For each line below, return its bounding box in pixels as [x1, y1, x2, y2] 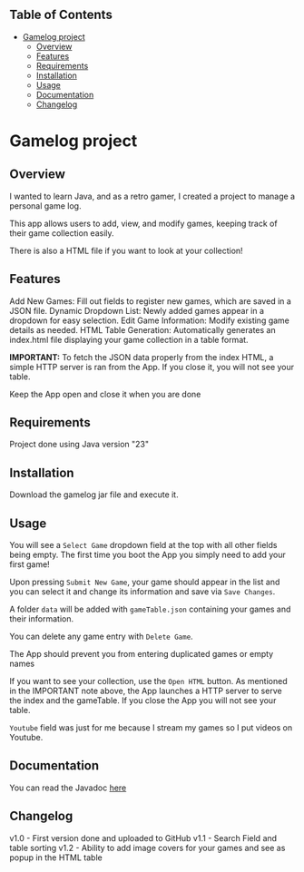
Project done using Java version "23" [9, 439, 150, 450]
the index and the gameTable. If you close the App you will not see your [9, 695, 277, 706]
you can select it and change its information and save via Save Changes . [9, 586, 276, 597]
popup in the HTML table [9, 852, 103, 863]
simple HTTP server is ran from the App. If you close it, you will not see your [9, 361, 295, 372]
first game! [9, 559, 50, 570]
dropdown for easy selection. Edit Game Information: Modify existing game [9, 315, 290, 326]
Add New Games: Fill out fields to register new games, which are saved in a [9, 295, 292, 307]
